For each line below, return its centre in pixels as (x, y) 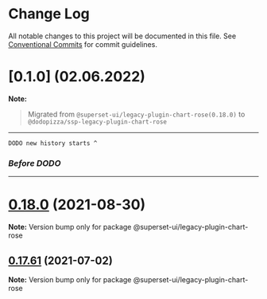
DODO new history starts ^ (53, 143)
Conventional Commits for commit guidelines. (83, 44)
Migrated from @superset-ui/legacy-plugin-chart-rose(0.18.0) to (136, 114)
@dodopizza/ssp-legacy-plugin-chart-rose (97, 122)
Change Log (49, 14)
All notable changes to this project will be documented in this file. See (122, 36)
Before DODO (35, 163)
